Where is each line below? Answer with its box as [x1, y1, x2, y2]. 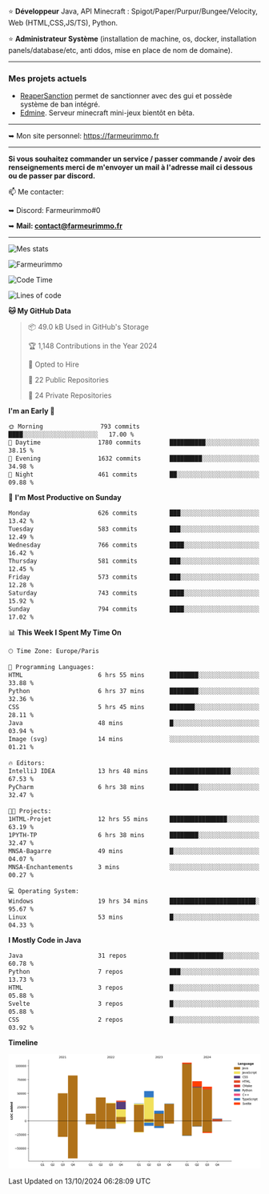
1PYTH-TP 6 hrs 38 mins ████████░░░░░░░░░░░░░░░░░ [8, 831, 260, 839]
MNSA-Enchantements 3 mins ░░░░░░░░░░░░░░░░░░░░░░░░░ [8, 863, 260, 871]
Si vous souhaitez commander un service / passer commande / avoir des [8, 154, 256, 164]
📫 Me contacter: [8, 187, 64, 197]
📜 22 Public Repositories [27, 375, 110, 385]
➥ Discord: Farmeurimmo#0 [8, 206, 101, 215]
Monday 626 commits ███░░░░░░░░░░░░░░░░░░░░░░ [8, 509, 260, 518]
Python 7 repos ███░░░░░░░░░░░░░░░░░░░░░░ [8, 968, 260, 976]
